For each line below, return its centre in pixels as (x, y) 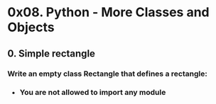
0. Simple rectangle (52, 53)
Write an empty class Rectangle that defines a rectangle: (107, 74)
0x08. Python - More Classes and (108, 12)
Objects (31, 27)
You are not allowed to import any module (93, 93)
